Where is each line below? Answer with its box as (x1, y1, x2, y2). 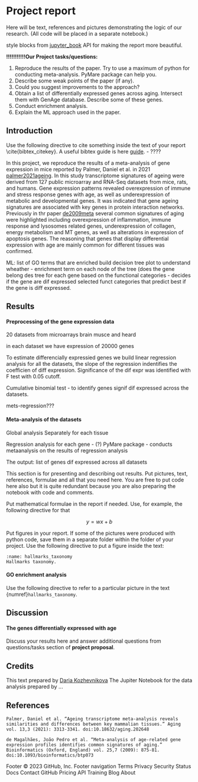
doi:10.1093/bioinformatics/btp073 (6, 752, 94, 758)
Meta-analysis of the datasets (6, 416, 82, 423)
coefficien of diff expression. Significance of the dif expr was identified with (6, 366, 191, 374)
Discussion (6, 608, 48, 618)
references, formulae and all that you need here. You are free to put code (6, 476, 184, 483)
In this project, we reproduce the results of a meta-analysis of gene (6, 159, 170, 167)
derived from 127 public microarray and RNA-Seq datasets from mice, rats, (6, 178, 188, 185)
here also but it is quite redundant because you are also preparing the (6, 482, 176, 490)
